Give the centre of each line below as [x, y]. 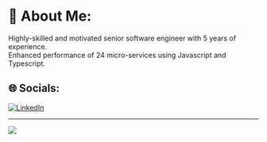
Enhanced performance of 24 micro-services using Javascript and [117, 55]
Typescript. [27, 63]
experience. [28, 46]
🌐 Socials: [34, 88]
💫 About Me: [50, 16]
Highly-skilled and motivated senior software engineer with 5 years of [122, 38]
